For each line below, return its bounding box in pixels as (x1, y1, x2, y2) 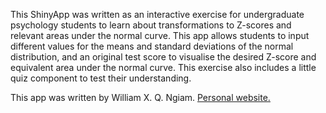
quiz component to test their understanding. (10, 72, 192, 84)
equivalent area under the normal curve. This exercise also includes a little (10, 62, 317, 73)
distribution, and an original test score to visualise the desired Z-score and (10, 51, 317, 63)
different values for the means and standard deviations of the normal (10, 40, 294, 52)
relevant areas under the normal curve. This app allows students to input (10, 30, 310, 41)
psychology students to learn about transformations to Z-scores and (10, 19, 292, 31)
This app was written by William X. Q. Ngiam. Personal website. (10, 92, 271, 103)
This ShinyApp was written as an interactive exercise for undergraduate (10, 9, 305, 20)
